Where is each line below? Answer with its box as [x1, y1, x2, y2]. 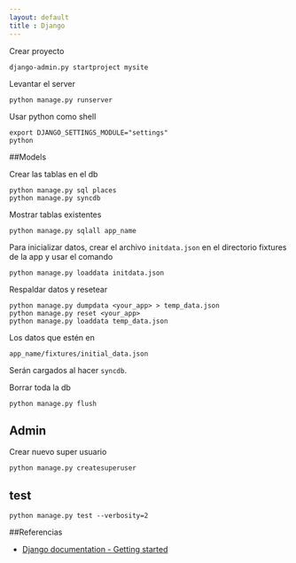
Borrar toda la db [9, 382, 71, 393]
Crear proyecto [9, 45, 65, 56]
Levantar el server [9, 78, 76, 89]
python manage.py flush [9, 399, 97, 408]
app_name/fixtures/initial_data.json [9, 349, 149, 358]
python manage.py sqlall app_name [9, 226, 137, 235]
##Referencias [9, 527, 63, 537]
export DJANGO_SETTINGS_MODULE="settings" [9, 128, 168, 137]
